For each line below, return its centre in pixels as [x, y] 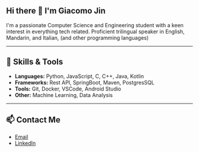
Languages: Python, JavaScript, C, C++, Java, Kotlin [79, 76]
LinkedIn [25, 143]
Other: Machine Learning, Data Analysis [64, 95]
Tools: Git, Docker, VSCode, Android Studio [68, 89]
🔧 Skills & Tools [35, 62]
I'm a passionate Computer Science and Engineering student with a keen [95, 25]
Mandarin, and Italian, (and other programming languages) [78, 38]
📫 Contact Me [33, 120]
